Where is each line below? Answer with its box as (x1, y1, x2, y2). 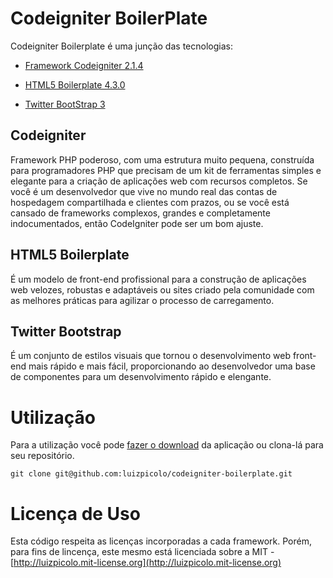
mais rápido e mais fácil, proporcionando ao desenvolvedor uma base (28, 360, 316, 372)
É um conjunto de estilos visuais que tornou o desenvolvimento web (10, 350, 291, 362)
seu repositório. (10, 450, 75, 462)
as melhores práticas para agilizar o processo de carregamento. (10, 294, 275, 306)
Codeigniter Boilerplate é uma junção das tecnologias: (10, 40, 233, 52)
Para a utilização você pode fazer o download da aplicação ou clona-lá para (10, 439, 324, 451)
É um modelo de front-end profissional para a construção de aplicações (10, 273, 307, 285)
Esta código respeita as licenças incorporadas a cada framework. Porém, (10, 535, 312, 547)
